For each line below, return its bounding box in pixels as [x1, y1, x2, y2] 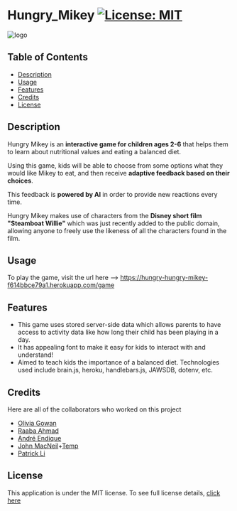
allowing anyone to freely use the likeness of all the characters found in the [7, 226, 227, 235]
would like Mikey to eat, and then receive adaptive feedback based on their [7, 168, 230, 177]
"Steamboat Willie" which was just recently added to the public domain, [7, 219, 220, 227]
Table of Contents [7, 51, 89, 63]
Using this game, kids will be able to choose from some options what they [7, 161, 224, 170]
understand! [17, 350, 54, 359]
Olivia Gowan [17, 419, 57, 427]
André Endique [17, 434, 62, 442]
